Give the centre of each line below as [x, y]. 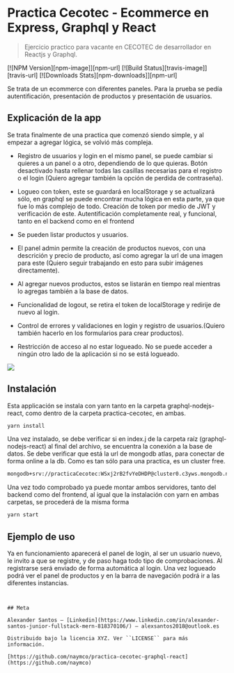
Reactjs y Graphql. [51, 54]
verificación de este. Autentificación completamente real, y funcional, [117, 213]
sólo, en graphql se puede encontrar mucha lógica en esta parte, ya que [121, 199]
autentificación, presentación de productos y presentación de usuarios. [110, 96]
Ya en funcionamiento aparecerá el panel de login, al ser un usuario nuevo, [115, 553]
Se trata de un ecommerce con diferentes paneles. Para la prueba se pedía [115, 88]
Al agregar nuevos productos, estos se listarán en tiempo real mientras [119, 284]
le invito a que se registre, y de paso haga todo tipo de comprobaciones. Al [115, 561]
